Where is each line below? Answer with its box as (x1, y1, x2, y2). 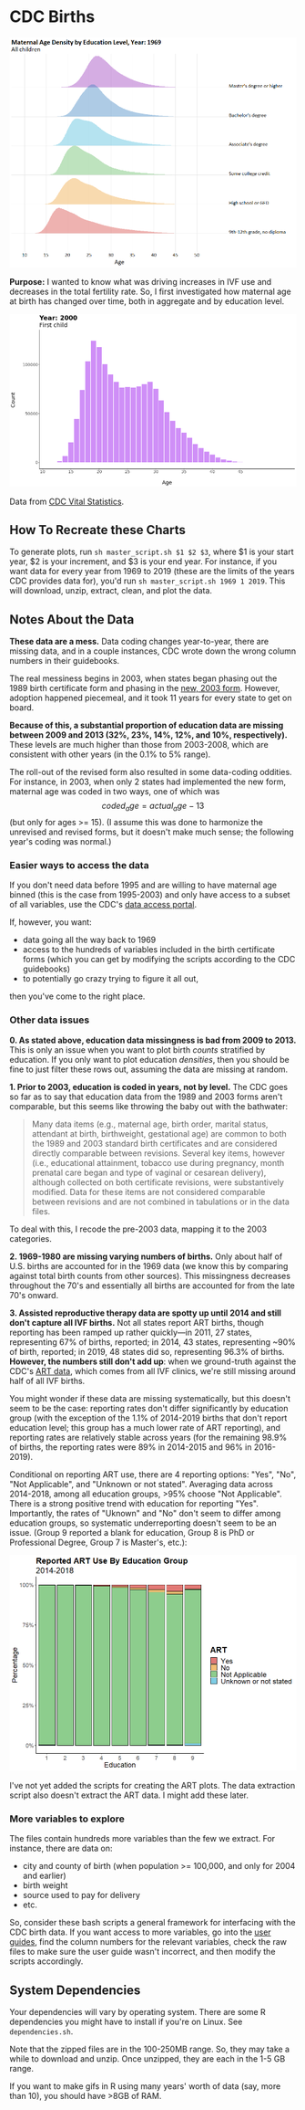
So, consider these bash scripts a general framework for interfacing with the (9, 1917, 296, 1928)
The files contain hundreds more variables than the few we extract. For (9, 1833, 276, 1844)
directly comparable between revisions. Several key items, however (31, 1148, 285, 1159)
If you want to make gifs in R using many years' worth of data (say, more (9, 2081, 281, 2092)
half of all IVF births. (9, 1375, 86, 1386)
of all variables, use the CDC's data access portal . (9, 899, 198, 910)
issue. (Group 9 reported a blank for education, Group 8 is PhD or (9, 1527, 255, 1538)
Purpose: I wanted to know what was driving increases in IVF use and (9, 277, 272, 288)
